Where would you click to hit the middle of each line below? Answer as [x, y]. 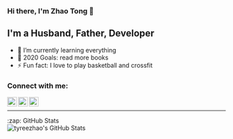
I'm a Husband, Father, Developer [81, 34]
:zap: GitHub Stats [33, 121]
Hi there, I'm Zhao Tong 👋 [51, 11]
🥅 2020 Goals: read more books [63, 57]
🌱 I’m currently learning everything [67, 50]
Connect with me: [38, 86]
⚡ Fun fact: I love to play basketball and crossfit [85, 65]
